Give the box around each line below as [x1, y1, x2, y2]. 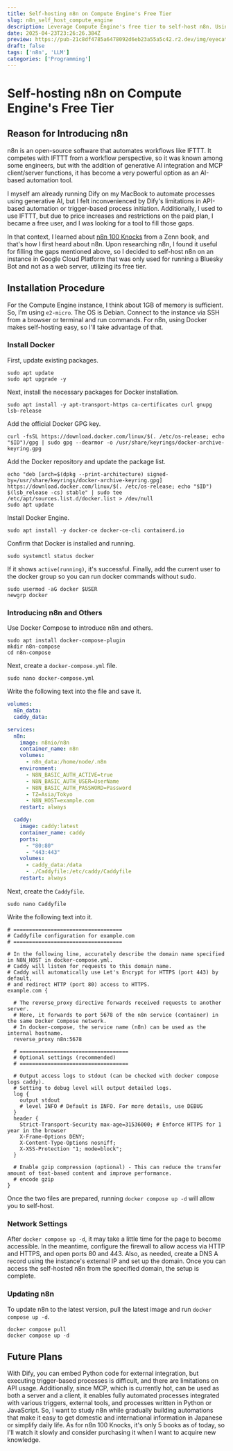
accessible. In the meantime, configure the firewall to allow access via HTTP [7, 1242, 225, 1251]
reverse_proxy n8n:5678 [13, 1036, 82, 1042]
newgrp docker [7, 592, 49, 598]
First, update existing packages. [7, 356, 99, 364]
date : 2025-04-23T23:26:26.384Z [7, 29, 101, 37]
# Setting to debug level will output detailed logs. [13, 1084, 172, 1091]
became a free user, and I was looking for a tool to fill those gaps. [7, 219, 194, 227]
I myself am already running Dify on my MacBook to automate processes [7, 189, 215, 198]
